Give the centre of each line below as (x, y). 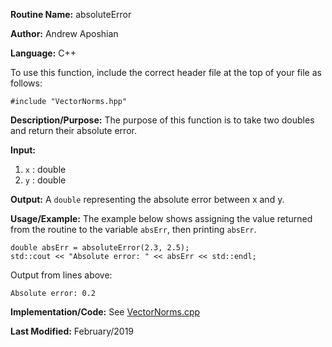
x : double (45, 169)
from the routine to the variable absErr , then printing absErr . (133, 229)
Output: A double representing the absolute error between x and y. (147, 199)
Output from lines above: (61, 275)
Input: (23, 150)
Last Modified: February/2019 (72, 331)
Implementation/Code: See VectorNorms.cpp (105, 312)
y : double (45, 180)
